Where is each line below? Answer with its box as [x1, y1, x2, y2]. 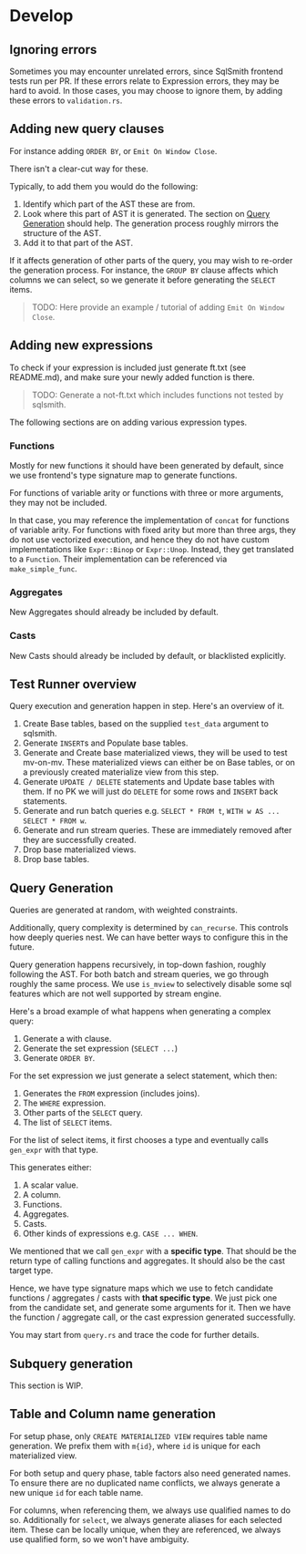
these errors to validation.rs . [9, 95, 123, 106]
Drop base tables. [22, 854, 89, 865]
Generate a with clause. [22, 1034, 112, 1045]
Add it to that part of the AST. [22, 237, 134, 248]
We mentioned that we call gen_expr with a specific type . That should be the [9, 1246, 297, 1257]
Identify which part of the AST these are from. [22, 198, 196, 210]
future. [9, 942, 35, 952]
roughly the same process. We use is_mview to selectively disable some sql [9, 979, 292, 990]
